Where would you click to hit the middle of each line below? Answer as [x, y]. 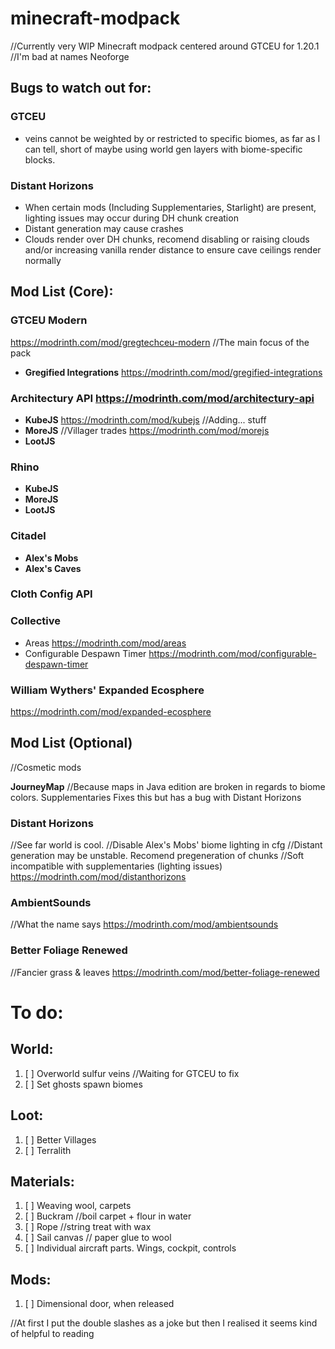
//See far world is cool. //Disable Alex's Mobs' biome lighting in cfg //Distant [166, 845]
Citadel [28, 536]
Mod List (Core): [62, 292]
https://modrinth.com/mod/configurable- [232, 653]
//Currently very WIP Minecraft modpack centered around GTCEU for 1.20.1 [165, 46]
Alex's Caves [53, 568]
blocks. [40, 159]
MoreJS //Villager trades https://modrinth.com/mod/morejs [147, 430]
